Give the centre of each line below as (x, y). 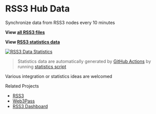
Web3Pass (24, 101)
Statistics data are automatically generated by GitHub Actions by (84, 61)
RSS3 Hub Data (38, 9)
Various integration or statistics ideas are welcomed (59, 76)
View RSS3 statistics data (33, 42)
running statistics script (42, 66)
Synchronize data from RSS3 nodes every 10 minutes (60, 22)
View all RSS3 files (25, 32)
